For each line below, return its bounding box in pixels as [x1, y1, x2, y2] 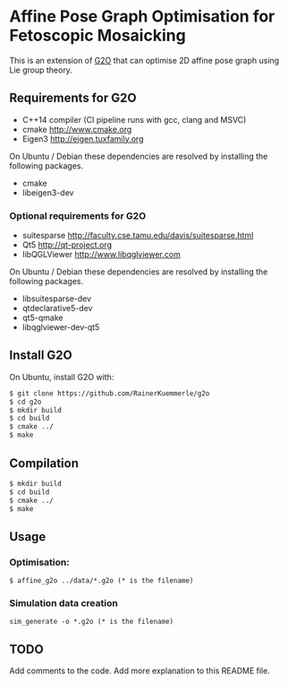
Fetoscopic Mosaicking [9, 25, 186, 46]
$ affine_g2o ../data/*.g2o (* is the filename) [9, 577, 194, 585]
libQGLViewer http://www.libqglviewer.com [21, 249, 181, 260]
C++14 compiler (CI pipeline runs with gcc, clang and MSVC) [21, 114, 247, 125]
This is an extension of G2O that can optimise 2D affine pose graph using [9, 55, 280, 65]
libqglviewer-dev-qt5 [21, 322, 100, 333]
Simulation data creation [9, 597, 118, 610]
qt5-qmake [21, 312, 64, 324]
